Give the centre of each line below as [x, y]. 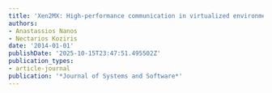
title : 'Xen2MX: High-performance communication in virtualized [119, 16]
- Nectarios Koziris [43, 38]
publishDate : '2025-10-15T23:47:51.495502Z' [85, 53]
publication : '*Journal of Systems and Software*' [96, 76]
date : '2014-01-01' [41, 46]
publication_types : [41, 61]
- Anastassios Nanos [43, 31]
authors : [23, 23]
